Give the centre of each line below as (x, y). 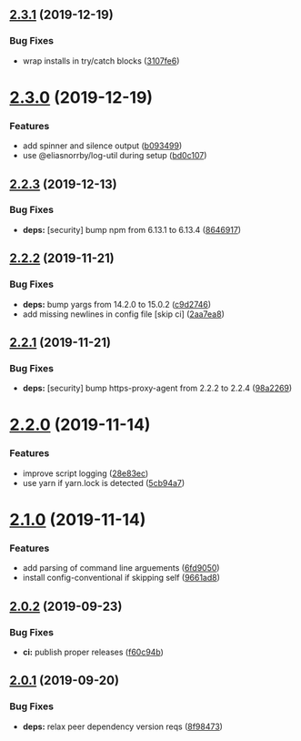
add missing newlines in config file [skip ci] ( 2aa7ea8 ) (123, 314)
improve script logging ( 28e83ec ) (85, 473)
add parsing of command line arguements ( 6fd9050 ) (121, 568)
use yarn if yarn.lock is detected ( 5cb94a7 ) (104, 482)
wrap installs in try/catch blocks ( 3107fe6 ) (101, 61)
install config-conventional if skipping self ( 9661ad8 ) (121, 578)
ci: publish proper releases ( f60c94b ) (93, 652)
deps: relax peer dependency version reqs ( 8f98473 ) (122, 726)
